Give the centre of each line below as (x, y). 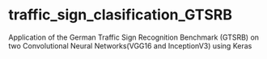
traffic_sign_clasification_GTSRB (121, 15)
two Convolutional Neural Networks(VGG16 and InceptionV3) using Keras (130, 45)
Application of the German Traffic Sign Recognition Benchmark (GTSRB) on (134, 37)
